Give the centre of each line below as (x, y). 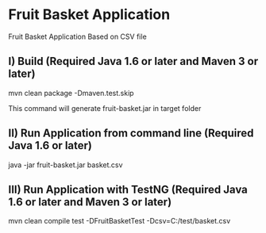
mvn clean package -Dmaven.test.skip (71, 93)
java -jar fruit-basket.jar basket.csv (66, 165)
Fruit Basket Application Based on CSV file (77, 36)
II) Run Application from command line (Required (131, 134)
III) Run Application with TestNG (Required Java (128, 189)
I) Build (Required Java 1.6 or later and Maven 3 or (133, 61)
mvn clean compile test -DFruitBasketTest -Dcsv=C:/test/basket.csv (120, 221)
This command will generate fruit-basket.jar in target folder (105, 108)
